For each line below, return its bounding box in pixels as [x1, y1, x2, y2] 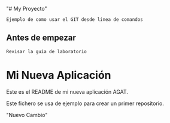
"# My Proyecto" [6, 5, 47, 12]
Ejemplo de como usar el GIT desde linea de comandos [6, 17, 144, 23]
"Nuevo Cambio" [6, 111, 48, 118]
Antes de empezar [6, 33, 76, 43]
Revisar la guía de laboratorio [6, 48, 87, 54]
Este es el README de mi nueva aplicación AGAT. [6, 88, 129, 95]
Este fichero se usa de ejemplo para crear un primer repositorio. [6, 100, 165, 107]
